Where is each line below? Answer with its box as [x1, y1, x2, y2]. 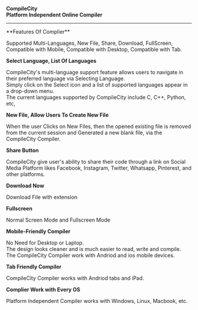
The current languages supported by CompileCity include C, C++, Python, [6, 94, 186, 101]
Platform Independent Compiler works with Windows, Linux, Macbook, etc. [6, 298, 188, 304]
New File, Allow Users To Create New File [6, 111, 109, 118]
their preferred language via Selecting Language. [6, 75, 126, 82]
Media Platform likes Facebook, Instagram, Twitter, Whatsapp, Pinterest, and [6, 164, 192, 172]
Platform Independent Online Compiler [6, 11, 103, 18]
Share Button [6, 147, 39, 154]
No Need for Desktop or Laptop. [6, 239, 84, 246]
